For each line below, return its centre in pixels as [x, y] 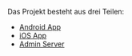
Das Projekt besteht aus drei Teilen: [66, 12]
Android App [40, 27]
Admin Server [42, 44]
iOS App [33, 36]
